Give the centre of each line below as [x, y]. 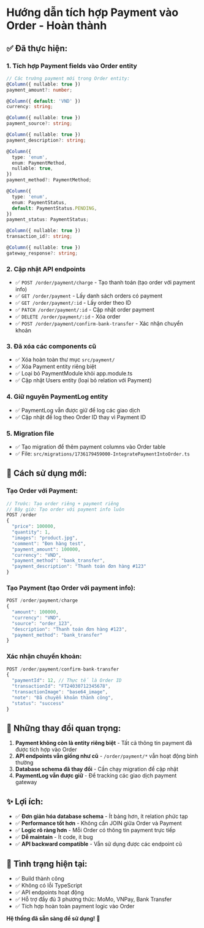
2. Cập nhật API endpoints [46, 269]
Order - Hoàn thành [57, 26]
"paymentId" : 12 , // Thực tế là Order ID [67, 681]
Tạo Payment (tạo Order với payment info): [71, 588]
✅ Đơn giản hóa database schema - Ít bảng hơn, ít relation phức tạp [101, 816]
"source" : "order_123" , [42, 623]
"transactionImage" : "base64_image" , [60, 692]
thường [24, 763]
